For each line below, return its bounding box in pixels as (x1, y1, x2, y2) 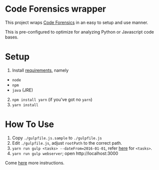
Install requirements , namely (12, 67, 69, 73)
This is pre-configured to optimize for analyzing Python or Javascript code (5, 29, 154, 35)
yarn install (12, 102, 39, 108)
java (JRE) (12, 87, 33, 93)
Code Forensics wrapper (5, 3, 106, 15)
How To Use (5, 119, 54, 130)
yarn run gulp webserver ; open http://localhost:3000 (12, 150, 119, 156)
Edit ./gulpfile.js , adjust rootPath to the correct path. (12, 140, 122, 146)
